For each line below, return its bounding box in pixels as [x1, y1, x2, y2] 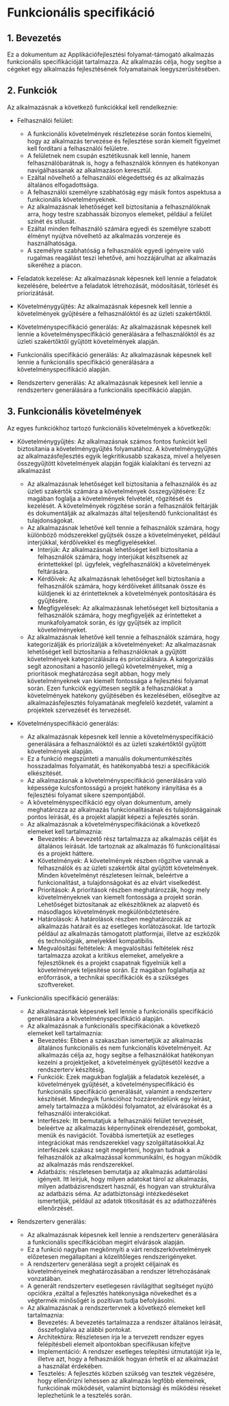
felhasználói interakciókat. [37, 1109, 111, 1117]
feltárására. [37, 567, 70, 575]
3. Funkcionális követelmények [7, 406, 142, 417]
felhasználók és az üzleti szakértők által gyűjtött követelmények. [37, 864, 219, 872]
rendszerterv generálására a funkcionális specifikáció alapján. [16, 386, 192, 394]
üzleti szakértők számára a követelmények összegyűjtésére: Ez [27, 487, 206, 495]
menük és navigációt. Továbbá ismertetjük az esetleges [37, 1131, 195, 1139]
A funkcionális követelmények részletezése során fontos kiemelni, [27, 129, 213, 138]
